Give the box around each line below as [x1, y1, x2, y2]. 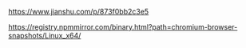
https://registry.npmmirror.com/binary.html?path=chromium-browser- [8, 22, 238, 31]
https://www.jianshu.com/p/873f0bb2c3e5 [8, 7, 149, 16]
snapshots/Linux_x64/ [8, 31, 81, 40]
